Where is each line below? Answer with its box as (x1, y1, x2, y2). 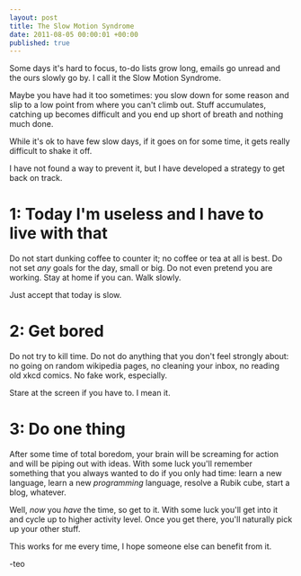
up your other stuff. (9, 524, 81, 535)
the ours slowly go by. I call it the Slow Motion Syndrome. (9, 73, 222, 84)
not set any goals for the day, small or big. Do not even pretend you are (9, 263, 273, 274)
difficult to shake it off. (9, 146, 93, 157)
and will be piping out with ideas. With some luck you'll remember (9, 458, 253, 469)
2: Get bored (9, 321, 105, 342)
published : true (9, 38, 70, 48)
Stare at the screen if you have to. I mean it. (9, 388, 171, 399)
